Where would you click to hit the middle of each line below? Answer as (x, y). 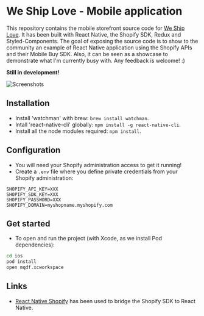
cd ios (15, 256)
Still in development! (33, 72)
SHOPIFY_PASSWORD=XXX (34, 199)
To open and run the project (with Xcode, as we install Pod (89, 239)
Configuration (33, 150)
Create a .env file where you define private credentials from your (96, 171)
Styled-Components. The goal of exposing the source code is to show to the (102, 41)
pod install (21, 262)
